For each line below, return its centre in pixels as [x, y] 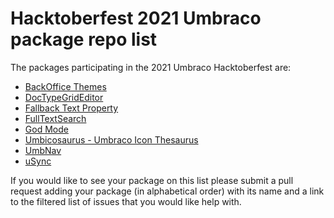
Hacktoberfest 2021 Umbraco [136, 18]
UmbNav [43, 150]
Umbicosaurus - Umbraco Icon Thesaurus [111, 139]
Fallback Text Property [71, 108]
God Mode [46, 129]
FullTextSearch [55, 118]
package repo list [84, 39]
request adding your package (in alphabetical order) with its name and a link [167, 191]
